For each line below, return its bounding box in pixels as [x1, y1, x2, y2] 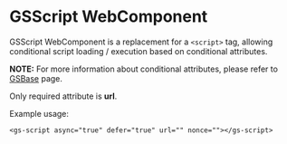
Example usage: [9, 108, 70, 119]
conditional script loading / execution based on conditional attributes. [9, 45, 268, 56]
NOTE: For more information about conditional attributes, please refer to [9, 63, 279, 74]
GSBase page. [9, 72, 63, 83]
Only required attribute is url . [9, 91, 118, 101]
